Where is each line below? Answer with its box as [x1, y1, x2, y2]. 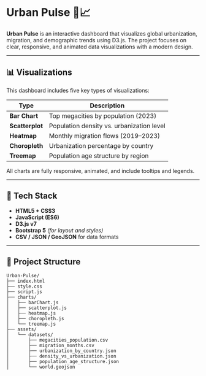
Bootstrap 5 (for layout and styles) [15, 226, 104, 234]
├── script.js [6, 289, 43, 295]
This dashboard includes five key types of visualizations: [6, 86, 150, 94]
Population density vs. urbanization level [48, 121, 166, 130]
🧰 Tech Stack [6, 191, 58, 201]
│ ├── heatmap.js [6, 310, 56, 317]
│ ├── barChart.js [6, 299, 59, 306]
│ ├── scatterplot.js [6, 305, 67, 311]
